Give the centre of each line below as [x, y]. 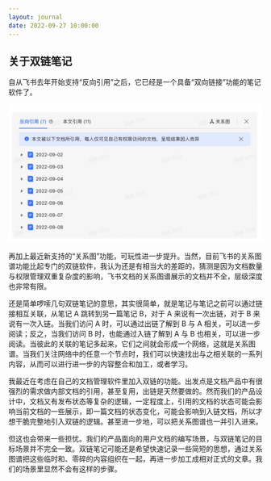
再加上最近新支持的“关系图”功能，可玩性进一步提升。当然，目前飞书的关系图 [135, 256]
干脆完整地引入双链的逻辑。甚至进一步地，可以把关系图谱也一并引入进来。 [139, 421]
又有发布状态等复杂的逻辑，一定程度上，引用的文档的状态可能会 [149, 401]
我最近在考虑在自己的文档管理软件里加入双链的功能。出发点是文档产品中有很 [135, 381]
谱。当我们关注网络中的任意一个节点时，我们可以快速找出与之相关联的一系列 [135, 353]
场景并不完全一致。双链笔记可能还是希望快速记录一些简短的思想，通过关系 [139, 449]
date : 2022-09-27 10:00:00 [54, 25]
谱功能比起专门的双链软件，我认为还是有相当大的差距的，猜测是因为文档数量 [135, 266]
